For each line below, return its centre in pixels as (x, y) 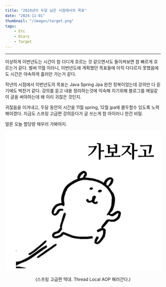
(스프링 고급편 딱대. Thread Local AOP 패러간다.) (83, 280)
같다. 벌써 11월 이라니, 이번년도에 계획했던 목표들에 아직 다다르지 (80, 68)
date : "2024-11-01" (25, 16)
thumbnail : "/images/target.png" (40, 21)
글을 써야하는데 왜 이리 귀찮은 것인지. (46, 97)
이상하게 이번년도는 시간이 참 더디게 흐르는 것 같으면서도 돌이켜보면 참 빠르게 (79, 61)
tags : (11, 26)
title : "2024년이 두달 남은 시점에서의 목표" (46, 10)
